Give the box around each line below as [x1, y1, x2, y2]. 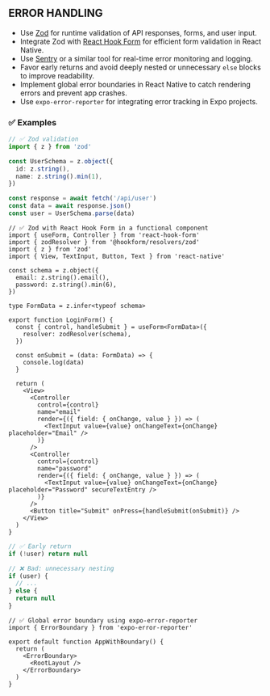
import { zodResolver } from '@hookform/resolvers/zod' [8, 238, 200, 246]
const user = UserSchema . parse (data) [8, 209, 135, 217]
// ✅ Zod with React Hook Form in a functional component [8, 224, 209, 232]
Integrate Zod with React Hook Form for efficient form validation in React [19, 36, 262, 46]
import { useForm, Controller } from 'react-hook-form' [8, 230, 200, 239]
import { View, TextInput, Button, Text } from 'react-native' [8, 252, 226, 260]
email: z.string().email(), [15, 273, 110, 281]
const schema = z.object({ [8, 266, 99, 274]
